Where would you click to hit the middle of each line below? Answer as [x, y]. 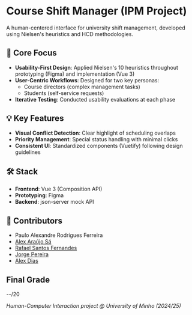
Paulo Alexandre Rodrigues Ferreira [59, 235]
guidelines [28, 152]
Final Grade [28, 280]
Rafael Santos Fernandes [46, 248]
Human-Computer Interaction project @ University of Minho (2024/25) [94, 306]
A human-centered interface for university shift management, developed [96, 28]
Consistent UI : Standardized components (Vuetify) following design [99, 145]
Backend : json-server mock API [54, 202]
